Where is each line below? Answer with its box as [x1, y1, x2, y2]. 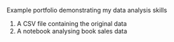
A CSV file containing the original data [16, 20, 127, 27]
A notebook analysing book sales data [16, 27, 128, 35]
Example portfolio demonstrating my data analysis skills [6, 6, 168, 14]
